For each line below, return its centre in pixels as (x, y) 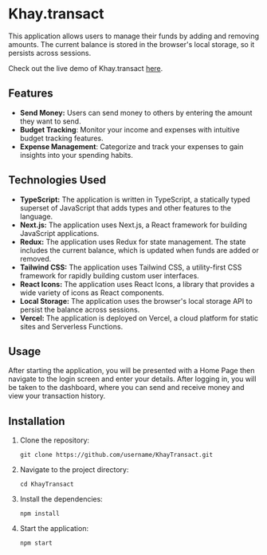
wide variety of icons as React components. (92, 293)
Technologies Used (57, 180)
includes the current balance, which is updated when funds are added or (139, 250)
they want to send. (50, 121)
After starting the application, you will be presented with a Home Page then (132, 371)
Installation (37, 421)
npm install (39, 514)
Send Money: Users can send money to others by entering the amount (136, 112)
